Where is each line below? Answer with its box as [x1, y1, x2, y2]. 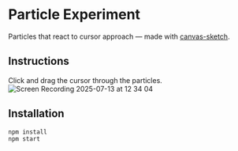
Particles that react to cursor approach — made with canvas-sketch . [8, 32, 230, 41]
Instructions [8, 55, 69, 68]
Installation [8, 107, 65, 120]
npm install [8, 128, 47, 136]
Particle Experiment [8, 6, 140, 24]
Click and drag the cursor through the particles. [8, 75, 163, 85]
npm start [8, 135, 41, 143]
